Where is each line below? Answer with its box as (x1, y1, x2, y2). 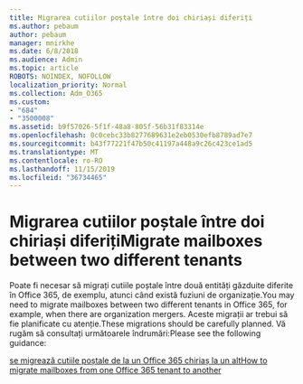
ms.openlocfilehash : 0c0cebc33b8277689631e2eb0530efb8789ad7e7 (9, 131, 253, 140)
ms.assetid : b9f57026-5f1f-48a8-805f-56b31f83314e (9, 123, 204, 132)
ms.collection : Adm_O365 (9, 89, 103, 98)
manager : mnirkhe (9, 38, 75, 48)
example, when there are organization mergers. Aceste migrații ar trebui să (9, 309, 289, 320)
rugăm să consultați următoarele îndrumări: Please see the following (9, 328, 261, 339)
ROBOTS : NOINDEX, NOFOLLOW (9, 72, 111, 81)
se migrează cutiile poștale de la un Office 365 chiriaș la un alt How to (9, 355, 269, 366)
